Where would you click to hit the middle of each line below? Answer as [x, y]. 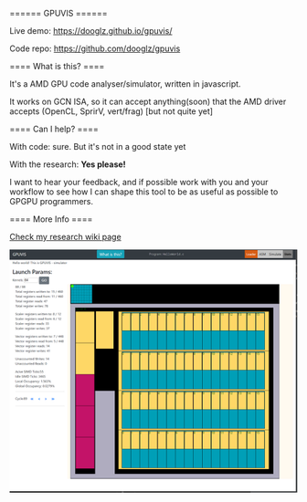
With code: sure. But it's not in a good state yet [98, 146]
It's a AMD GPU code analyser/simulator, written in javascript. [125, 84]
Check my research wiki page [65, 237]
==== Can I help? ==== [54, 129]
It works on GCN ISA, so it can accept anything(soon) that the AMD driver [148, 101]
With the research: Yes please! [68, 164]
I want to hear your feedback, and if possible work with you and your [139, 182]
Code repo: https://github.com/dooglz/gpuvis [95, 48]
